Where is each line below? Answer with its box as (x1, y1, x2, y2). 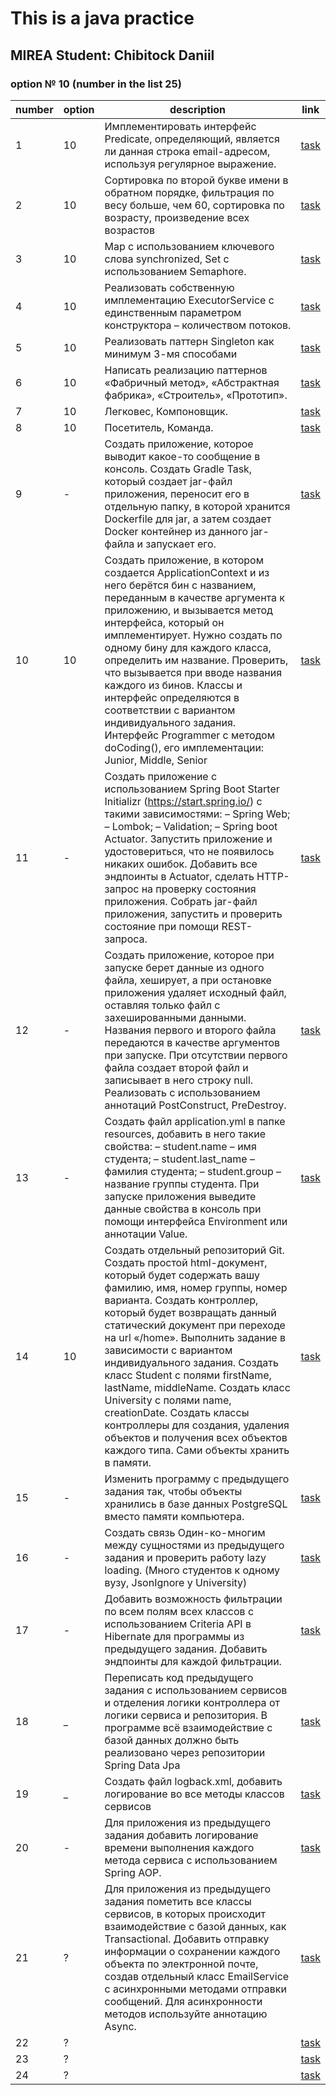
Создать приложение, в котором (104, 553, 265, 567)
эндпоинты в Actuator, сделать (104, 869, 255, 883)
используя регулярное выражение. (104, 157, 277, 171)
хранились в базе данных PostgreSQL (104, 1497, 288, 1511)
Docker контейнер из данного (104, 524, 249, 538)
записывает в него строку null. (104, 1073, 254, 1087)
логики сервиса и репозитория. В (104, 1708, 268, 1722)
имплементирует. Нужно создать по (104, 628, 283, 642)
